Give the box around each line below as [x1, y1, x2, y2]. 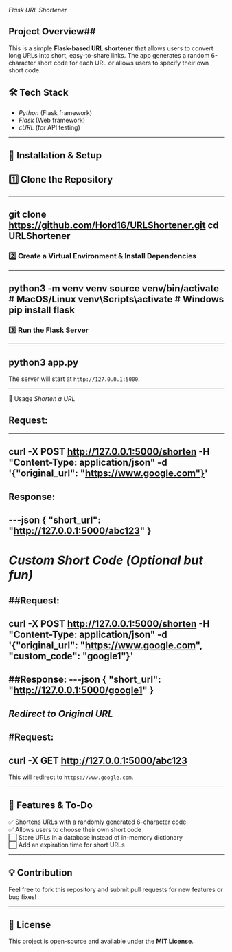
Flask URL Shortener [8, 6, 67, 14]
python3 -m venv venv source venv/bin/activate [8, 282, 220, 294]
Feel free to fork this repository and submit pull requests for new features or [8, 885, 223, 893]
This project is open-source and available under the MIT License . [8, 937, 194, 946]
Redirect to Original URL [8, 707, 113, 719]
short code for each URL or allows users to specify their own [37, 59, 209, 67]
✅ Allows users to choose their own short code [8, 825, 142, 834]
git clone [8, 209, 47, 220]
